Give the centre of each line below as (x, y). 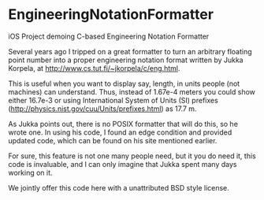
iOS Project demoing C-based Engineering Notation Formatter (109, 36)
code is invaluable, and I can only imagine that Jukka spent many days (123, 164)
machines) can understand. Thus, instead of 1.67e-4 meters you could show (132, 91)
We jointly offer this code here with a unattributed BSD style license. (119, 187)
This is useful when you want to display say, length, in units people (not (124, 83)
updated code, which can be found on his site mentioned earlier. (113, 140)
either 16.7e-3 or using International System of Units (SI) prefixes (113, 100)
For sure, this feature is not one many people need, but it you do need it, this (132, 156)
